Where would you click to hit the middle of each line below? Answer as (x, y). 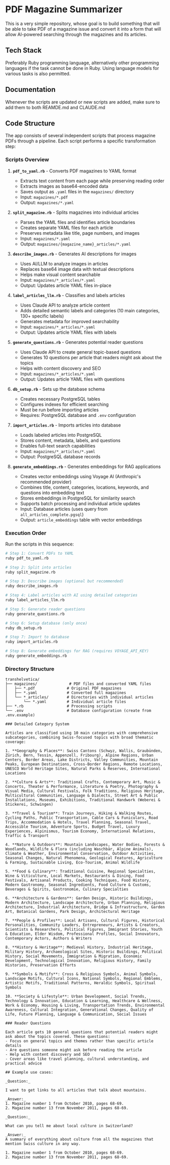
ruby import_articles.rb (32, 642)
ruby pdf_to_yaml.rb (27, 558)
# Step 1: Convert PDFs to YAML (39, 553)
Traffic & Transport (27, 836)
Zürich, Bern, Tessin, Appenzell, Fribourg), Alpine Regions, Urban (79, 755)
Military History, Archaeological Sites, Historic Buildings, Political (84, 952)
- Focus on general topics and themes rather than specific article (79, 1041)
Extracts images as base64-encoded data (64, 186)
